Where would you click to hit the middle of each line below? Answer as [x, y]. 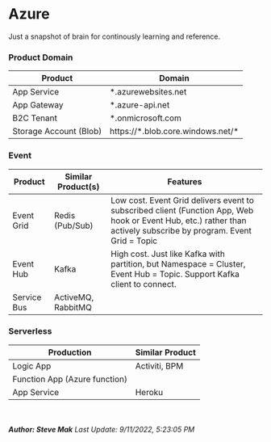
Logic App [32, 366]
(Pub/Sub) [73, 225]
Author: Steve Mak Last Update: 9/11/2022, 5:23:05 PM [102, 429]
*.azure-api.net [140, 105]
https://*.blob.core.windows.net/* [174, 132]
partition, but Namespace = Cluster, [178, 263]
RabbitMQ [73, 307]
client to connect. [144, 284]
